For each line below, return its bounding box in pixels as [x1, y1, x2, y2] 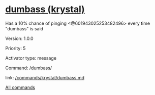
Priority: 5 [5, 45, 26, 51]
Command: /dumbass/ [5, 65, 52, 71]
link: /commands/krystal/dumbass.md [5, 74, 85, 80]
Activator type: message [5, 55, 57, 61]
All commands [5, 84, 36, 90]
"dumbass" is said [5, 25, 44, 31]
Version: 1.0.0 [5, 35, 34, 41]
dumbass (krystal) [5, 4, 85, 15]
